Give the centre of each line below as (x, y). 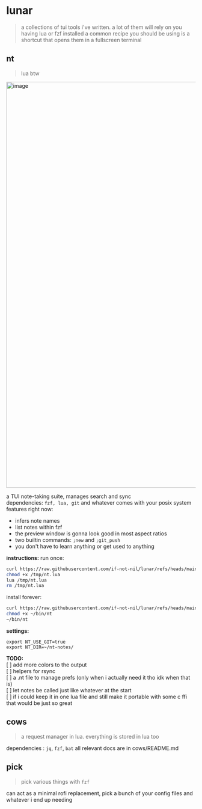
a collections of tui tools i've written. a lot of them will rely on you (101, 27)
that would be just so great (39, 703)
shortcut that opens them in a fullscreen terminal (81, 40)
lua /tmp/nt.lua (26, 580)
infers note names (37, 520)
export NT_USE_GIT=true (36, 642)
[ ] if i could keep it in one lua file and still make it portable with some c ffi (97, 697)
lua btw (30, 73)
